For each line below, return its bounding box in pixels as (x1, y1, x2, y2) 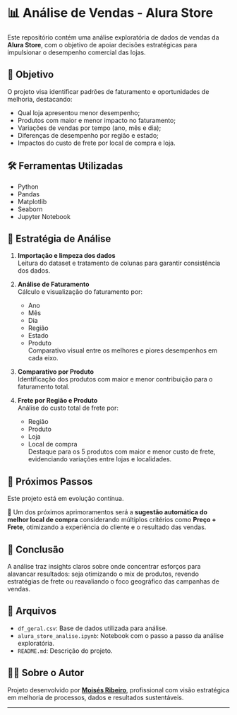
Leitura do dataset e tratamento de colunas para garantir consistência (17, 259, 221, 268)
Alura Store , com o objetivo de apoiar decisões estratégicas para (7, 40, 197, 49)
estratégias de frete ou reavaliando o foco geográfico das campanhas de (7, 577, 220, 586)
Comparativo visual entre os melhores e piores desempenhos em (28, 346, 218, 355)
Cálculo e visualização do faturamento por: (17, 288, 143, 296)
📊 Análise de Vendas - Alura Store (7, 5, 214, 21)
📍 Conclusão (7, 543, 65, 555)
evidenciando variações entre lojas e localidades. (28, 455, 172, 463)
